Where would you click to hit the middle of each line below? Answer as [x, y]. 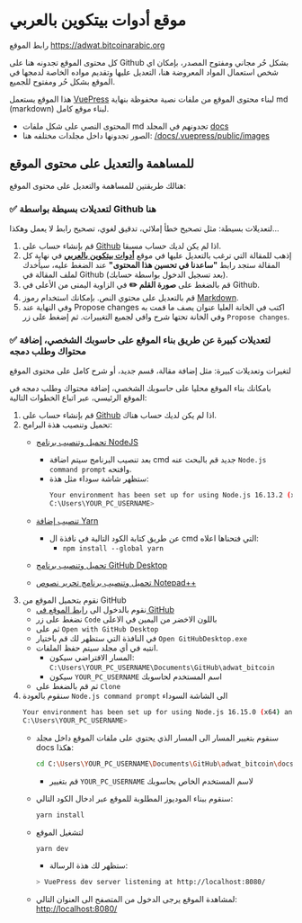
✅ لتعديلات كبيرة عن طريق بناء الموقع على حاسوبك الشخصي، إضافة [140, 340]
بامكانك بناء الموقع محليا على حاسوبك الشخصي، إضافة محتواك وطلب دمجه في [140, 389]
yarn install [60, 815]
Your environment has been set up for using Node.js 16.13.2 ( [170, 496]
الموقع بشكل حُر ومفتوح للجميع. [62, 81]
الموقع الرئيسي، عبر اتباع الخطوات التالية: [78, 398]
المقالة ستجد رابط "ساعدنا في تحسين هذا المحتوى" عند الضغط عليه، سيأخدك [151, 265]
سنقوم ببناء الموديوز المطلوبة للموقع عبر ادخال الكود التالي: [134, 798]
